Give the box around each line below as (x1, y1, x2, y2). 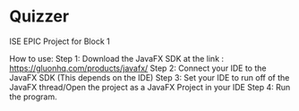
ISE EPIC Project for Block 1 (9, 36, 110, 47)
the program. (9, 91, 57, 102)
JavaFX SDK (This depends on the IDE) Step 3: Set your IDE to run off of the (9, 72, 290, 82)
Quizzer (9, 6, 70, 27)
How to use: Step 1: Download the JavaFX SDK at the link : (9, 53, 225, 64)
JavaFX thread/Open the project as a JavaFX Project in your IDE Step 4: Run (9, 81, 291, 92)
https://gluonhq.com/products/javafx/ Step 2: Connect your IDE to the (9, 63, 267, 73)
